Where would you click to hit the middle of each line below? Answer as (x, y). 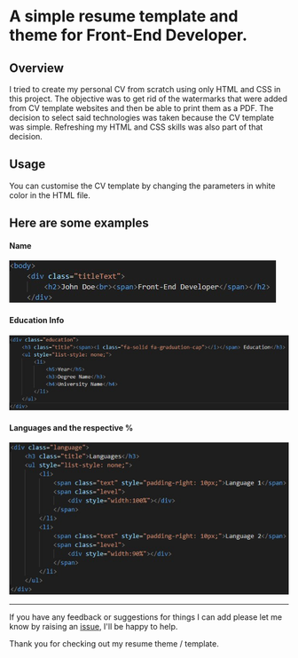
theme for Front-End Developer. (129, 35)
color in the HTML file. (50, 195)
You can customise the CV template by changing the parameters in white (142, 186)
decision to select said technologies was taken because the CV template (142, 118)
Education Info (37, 320)
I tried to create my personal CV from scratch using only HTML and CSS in (145, 89)
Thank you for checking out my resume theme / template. (114, 644)
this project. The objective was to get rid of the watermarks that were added (149, 99)
